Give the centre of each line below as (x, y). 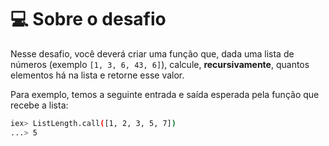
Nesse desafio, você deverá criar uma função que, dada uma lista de (152, 53)
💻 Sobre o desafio (88, 19)
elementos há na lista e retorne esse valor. (97, 75)
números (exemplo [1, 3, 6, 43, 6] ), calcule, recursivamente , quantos (160, 64)
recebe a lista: (39, 105)
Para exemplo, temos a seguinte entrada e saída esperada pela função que (165, 94)
